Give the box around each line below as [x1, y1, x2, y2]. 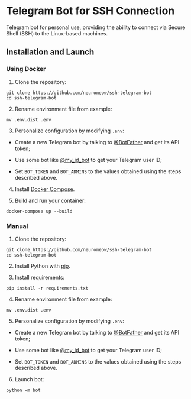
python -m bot [6, 387, 41, 393]
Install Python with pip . [14, 262, 71, 270]
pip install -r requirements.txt [6, 285, 89, 291]
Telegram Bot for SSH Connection [6, 4, 175, 18]
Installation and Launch [6, 47, 95, 57]
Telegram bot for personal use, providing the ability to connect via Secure [6, 24, 186, 31]
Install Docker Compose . [14, 185, 75, 193]
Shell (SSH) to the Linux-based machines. [6, 30, 108, 37]
